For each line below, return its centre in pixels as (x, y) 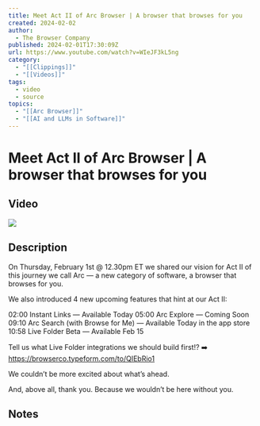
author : (21, 30)
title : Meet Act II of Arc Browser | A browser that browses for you (126, 15)
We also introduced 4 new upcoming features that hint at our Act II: (118, 299)
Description (38, 248)
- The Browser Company (53, 38)
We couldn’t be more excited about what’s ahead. (89, 374)
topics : (21, 104)
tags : (17, 82)
